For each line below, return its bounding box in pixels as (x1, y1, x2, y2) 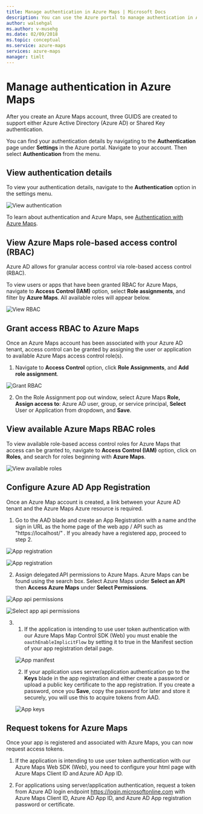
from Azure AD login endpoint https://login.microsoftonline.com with (14, 788, 185, 795)
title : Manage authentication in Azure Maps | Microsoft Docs (6, 8, 166, 15)
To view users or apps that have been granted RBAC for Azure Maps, (6, 281, 178, 288)
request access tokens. (6, 745, 65, 753)
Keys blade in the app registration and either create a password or (24, 674, 190, 682)
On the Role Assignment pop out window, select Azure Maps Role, (14, 394, 180, 401)
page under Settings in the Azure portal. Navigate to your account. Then (6, 143, 187, 151)
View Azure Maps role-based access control (6, 237, 178, 248)
